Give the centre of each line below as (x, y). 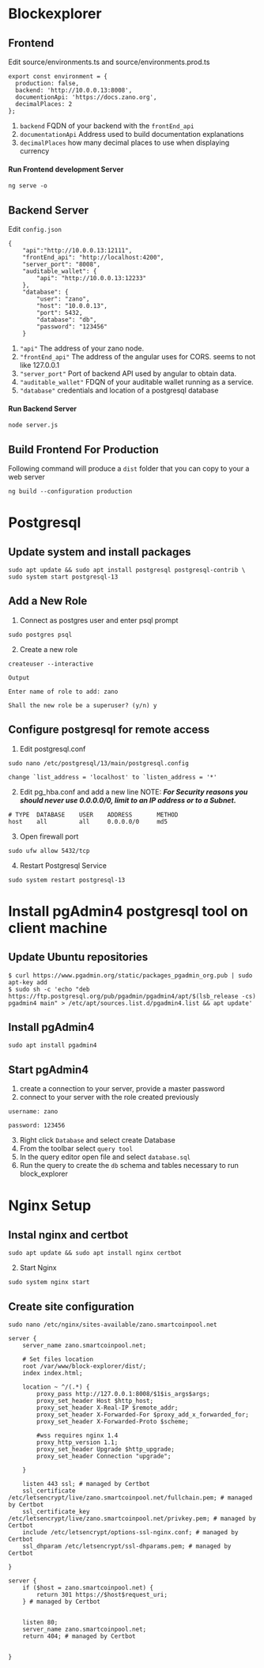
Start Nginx (38, 1268)
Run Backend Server (43, 408)
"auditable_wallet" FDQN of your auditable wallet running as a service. (137, 382)
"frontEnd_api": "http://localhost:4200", (93, 258)
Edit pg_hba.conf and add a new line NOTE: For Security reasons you (134, 791)
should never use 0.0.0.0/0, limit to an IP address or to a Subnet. (128, 800)
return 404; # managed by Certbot (79, 1636)
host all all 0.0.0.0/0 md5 (88, 821)
